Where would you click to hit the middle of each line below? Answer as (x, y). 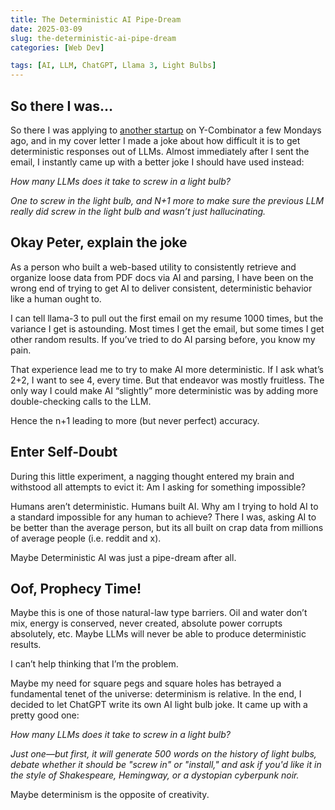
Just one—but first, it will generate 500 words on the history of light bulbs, (163, 754)
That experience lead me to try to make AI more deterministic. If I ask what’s (167, 369)
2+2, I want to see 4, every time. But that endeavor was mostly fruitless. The (167, 380)
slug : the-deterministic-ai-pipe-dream (93, 38)
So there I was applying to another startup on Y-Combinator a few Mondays (166, 130)
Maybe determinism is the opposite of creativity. (110, 795)
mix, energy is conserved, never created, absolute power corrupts (146, 623)
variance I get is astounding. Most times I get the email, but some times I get (167, 328)
